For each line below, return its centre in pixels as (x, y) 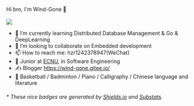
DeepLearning (32, 40)
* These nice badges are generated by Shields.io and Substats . (84, 96)
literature (26, 83)
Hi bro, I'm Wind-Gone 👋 (37, 9)
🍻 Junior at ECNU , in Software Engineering (67, 61)
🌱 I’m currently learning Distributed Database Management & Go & (96, 33)
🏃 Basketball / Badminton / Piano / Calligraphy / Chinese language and (101, 77)
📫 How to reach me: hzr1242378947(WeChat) (72, 53)
